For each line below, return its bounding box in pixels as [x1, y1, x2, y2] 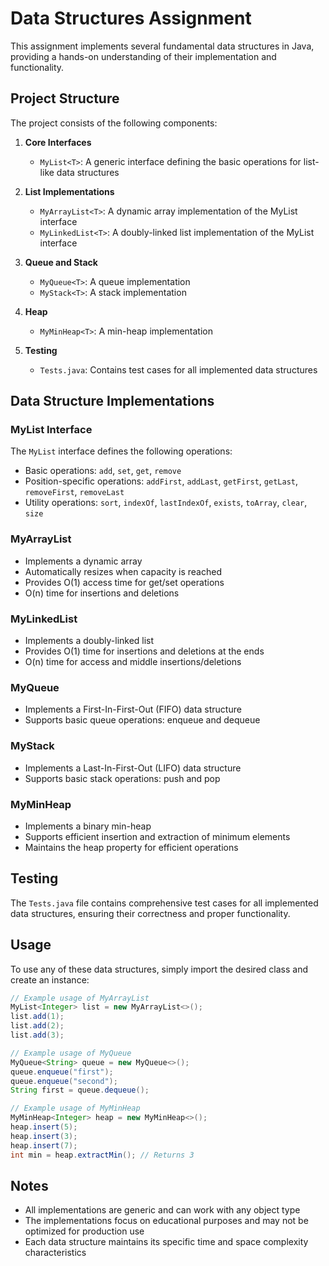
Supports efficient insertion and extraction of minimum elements [24, 830, 291, 842]
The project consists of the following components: [10, 117, 218, 129]
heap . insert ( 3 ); [10, 1131, 78, 1141]
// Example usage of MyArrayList [10, 993, 150, 1003]
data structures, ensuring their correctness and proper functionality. [10, 907, 291, 919]
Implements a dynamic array [24, 555, 143, 567]
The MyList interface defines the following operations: [10, 445, 233, 457]
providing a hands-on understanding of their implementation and [10, 50, 277, 62]
